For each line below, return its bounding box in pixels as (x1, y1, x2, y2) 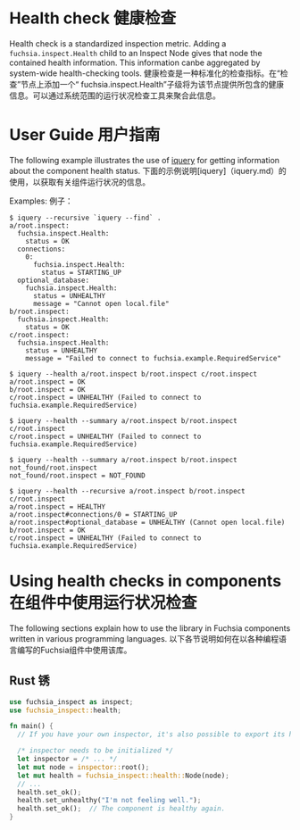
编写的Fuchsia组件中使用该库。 (16, 644, 132, 655)
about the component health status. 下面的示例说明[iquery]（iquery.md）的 (9, 165, 287, 176)
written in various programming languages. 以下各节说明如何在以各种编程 (9, 633, 279, 643)
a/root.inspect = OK (9, 377, 87, 386)
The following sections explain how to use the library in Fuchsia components (9, 622, 291, 634)
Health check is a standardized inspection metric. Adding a (9, 37, 227, 49)
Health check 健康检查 (9, 8, 177, 29)
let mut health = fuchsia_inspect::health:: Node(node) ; (17, 771, 229, 780)
